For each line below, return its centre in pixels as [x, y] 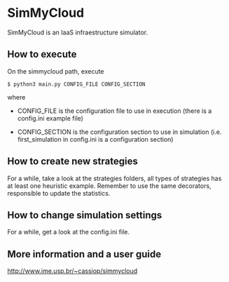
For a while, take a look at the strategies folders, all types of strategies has [114, 178]
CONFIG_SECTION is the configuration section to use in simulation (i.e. [119, 132]
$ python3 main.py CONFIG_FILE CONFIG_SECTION [76, 84]
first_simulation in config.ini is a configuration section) [95, 139]
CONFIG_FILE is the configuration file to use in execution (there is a [114, 111]
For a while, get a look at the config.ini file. [68, 232]
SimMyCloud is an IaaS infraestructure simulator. [78, 32]
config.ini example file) [50, 118]
